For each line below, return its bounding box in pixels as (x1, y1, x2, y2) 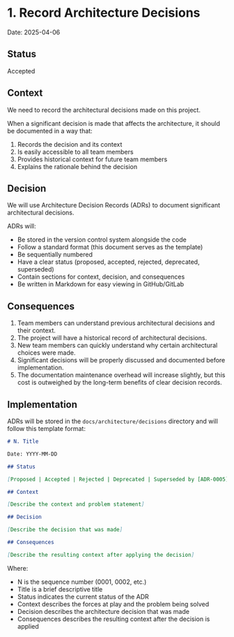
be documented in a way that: (7, 126, 93, 135)
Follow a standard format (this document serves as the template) (17, 243, 203, 251)
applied (17, 622, 40, 630)
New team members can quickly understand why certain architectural (17, 341, 218, 350)
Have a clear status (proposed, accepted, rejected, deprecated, (17, 258, 200, 266)
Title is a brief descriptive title (17, 585, 103, 593)
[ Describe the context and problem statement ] (7, 501, 145, 508)
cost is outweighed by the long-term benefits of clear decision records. (17, 379, 222, 387)
